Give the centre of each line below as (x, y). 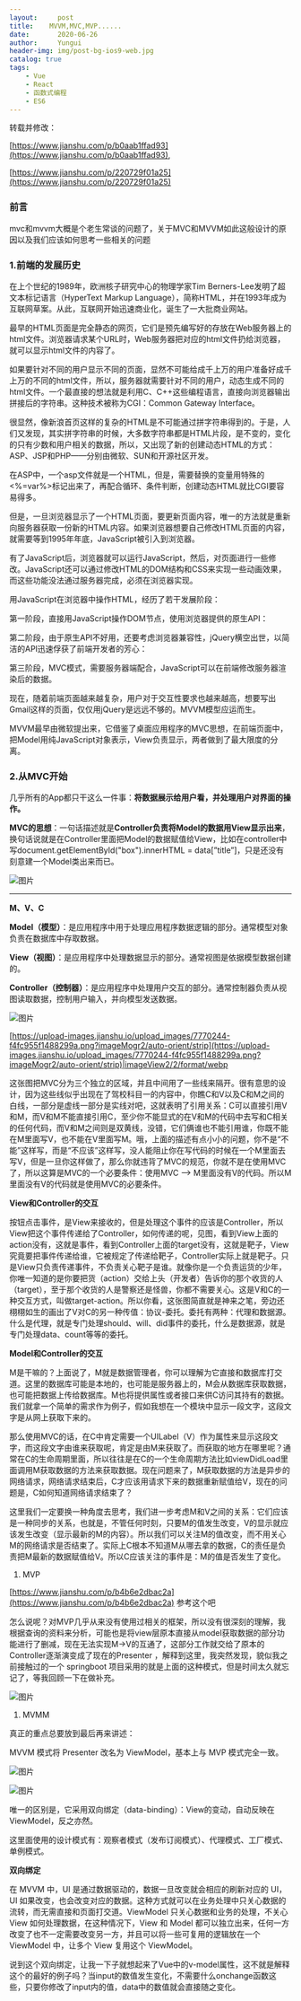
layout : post (42, 18)
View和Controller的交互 (54, 1203)
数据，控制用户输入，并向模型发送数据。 (107, 999)
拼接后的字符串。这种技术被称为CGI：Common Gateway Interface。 (134, 403)
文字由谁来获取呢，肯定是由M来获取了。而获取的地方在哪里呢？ (166, 1448)
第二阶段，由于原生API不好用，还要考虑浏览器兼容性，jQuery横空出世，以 (146, 637)
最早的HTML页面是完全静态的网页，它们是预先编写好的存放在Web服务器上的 (150, 328)
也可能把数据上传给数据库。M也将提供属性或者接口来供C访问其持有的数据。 (149, 1395)
